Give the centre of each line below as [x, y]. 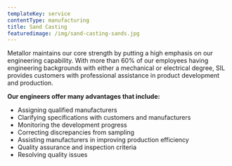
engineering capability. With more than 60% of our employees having [108, 61]
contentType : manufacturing [49, 20]
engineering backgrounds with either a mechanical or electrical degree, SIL [116, 68]
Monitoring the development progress [72, 125]
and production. [31, 83]
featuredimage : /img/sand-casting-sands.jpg [73, 33]
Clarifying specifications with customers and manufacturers [104, 118]
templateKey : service [39, 14]
